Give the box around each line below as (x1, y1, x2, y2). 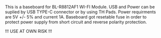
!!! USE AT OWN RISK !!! (5, 28, 52, 34)
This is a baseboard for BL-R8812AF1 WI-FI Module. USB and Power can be (5, 4, 155, 9)
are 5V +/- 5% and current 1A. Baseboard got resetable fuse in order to (5, 14, 146, 19)
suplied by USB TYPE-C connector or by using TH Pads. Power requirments (5, 9, 156, 15)
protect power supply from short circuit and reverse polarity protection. (5, 19, 147, 25)
